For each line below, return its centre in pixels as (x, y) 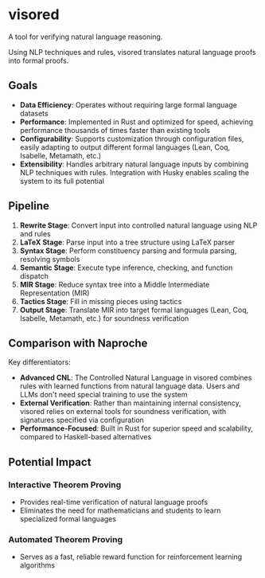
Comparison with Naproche (78, 343)
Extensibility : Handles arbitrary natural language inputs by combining (134, 164)
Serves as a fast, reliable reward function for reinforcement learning (131, 557)
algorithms (37, 565)
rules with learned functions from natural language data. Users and (130, 386)
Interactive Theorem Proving (65, 485)
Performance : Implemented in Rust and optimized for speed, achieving (136, 122)
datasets (34, 113)
